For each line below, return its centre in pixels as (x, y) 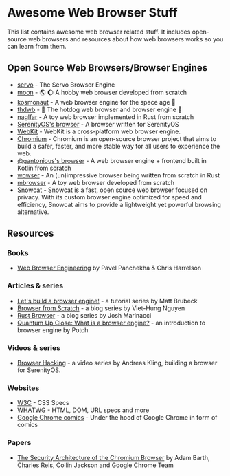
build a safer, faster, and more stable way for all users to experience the (118, 146)
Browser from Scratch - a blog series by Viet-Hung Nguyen (101, 308)
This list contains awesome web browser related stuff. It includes (99, 32)
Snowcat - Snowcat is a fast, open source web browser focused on (112, 190)
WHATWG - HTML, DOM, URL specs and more (83, 410)
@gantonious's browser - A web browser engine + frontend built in (112, 160)
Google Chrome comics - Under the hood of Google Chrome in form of (117, 418)
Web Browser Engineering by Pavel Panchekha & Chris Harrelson (109, 268)
